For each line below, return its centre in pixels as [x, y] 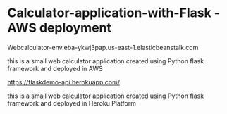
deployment [75, 28]
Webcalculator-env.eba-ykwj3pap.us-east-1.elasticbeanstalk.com [103, 47]
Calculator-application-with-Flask [109, 13]
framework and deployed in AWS [55, 68]
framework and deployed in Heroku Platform [72, 103]
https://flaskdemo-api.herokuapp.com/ [63, 82]
